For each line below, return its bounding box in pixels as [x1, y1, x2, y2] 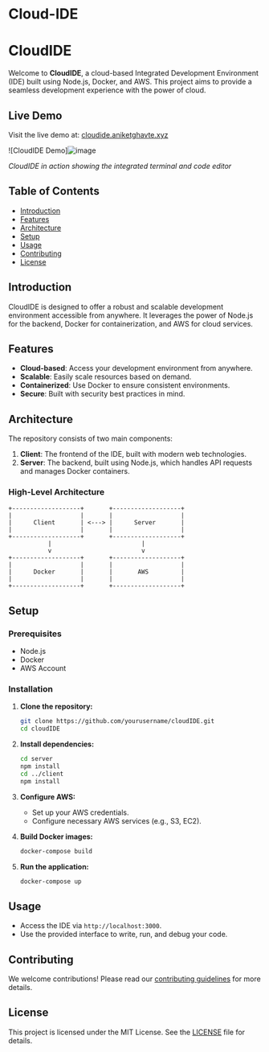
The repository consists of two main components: [8, 434, 173, 443]
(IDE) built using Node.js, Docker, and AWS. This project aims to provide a [8, 77, 252, 87]
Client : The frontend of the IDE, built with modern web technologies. [19, 450, 247, 459]
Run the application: [19, 861, 90, 871]
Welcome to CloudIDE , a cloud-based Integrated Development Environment [8, 68, 259, 78]
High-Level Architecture [8, 487, 105, 498]
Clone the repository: [19, 701, 93, 712]
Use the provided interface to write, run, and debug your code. [19, 930, 228, 939]
